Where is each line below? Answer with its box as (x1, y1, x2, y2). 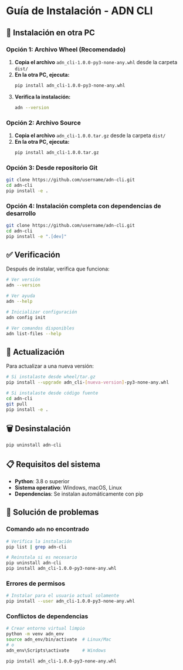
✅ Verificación (6, 250, 60, 260)
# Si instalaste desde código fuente (6, 390, 99, 396)
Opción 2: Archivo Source (6, 118, 81, 127)
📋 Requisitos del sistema (6, 459, 101, 469)
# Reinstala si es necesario (6, 555, 77, 560)
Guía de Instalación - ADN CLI (6, 4, 153, 18)
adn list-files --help (6, 331, 62, 336)
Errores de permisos (6, 579, 66, 588)
